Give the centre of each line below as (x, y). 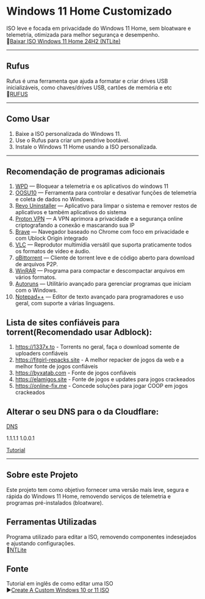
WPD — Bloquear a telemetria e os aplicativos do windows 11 (92, 186)
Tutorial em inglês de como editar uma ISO (60, 584)
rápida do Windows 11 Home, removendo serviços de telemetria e (88, 496)
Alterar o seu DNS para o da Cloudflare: (83, 411)
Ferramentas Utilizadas (52, 522)
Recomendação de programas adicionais (86, 172)
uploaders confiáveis (41, 354)
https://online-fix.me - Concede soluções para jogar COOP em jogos (101, 386)
